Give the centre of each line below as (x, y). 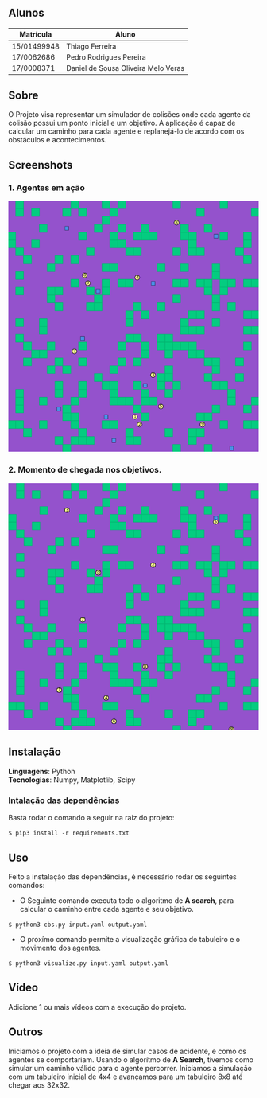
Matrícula (36, 34)
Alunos (27, 13)
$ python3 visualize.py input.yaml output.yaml (89, 964)
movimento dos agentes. (60, 948)
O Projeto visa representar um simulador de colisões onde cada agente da (130, 115)
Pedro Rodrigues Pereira (106, 57)
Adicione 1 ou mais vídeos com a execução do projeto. (97, 1006)
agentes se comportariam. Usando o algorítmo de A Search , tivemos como (131, 1059)
